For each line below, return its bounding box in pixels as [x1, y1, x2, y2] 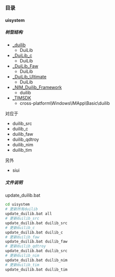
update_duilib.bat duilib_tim [5, 267, 68, 272]
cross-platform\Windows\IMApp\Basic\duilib [19, 100, 110, 106]
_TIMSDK [12, 95, 31, 101]
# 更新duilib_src [5, 216, 40, 221]
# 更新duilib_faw [5, 235, 40, 240]
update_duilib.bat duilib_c [5, 230, 63, 235]
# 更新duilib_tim [5, 262, 40, 268]
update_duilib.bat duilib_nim [5, 258, 68, 263]
